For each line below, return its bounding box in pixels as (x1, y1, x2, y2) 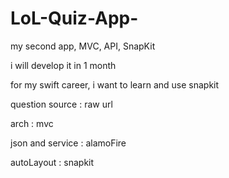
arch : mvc (10, 117, 54, 129)
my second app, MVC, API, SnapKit (10, 40, 156, 52)
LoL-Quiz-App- (10, 7, 139, 30)
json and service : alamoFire (10, 137, 127, 149)
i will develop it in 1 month (10, 59, 117, 71)
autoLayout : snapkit (10, 156, 95, 168)
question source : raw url (10, 98, 113, 110)
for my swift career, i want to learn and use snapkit (10, 78, 220, 91)
